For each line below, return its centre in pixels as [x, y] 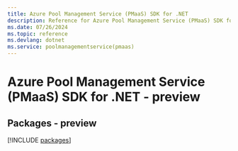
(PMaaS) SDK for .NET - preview [104, 97]
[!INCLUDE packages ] [39, 140]
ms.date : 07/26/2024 [38, 27]
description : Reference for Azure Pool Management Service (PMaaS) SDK [115, 21]
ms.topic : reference [38, 34]
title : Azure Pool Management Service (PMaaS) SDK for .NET [98, 14]
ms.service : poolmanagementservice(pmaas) [71, 47]
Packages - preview [52, 123]
